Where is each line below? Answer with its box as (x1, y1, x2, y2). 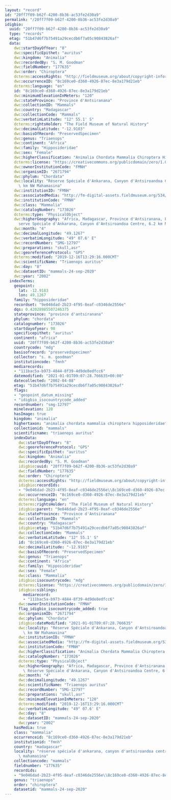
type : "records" (9, 31, 44, 36)
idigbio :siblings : (18, 587, 58, 592)
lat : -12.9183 (18, 288, 49, 293)
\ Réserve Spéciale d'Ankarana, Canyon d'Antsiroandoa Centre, (23, 668, 160, 673)
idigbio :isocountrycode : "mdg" (18, 578, 85, 583)
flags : (14, 387, 28, 393)
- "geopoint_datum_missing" (14, 392, 74, 398)
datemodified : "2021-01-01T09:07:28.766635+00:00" (14, 374, 124, 379)
